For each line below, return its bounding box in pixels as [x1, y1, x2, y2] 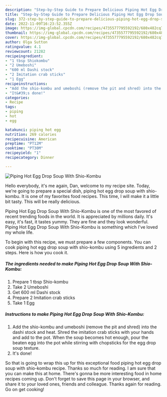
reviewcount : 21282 [5, 49, 46, 54]
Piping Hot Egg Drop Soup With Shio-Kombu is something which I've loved [5, 224, 158, 230]
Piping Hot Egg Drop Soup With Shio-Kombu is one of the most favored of [5, 208, 157, 214]
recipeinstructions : [5, 81, 48, 86]
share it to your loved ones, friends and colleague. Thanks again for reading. [5, 381, 162, 387]
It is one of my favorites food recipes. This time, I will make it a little [21, 193, 159, 199]
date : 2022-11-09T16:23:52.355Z [5, 21, 72, 26]
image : [5, 26, 19, 31]
